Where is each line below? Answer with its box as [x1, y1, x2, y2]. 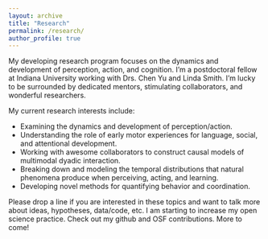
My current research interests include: [8, 106, 135, 116]
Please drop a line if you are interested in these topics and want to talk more [8, 197, 261, 207]
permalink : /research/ [8, 27, 85, 35]
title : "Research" [8, 19, 70, 27]
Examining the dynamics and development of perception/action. [19, 122, 233, 131]
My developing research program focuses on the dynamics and [8, 56, 219, 66]
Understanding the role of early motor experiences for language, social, [19, 130, 258, 140]
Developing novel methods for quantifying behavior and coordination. [19, 182, 251, 192]
